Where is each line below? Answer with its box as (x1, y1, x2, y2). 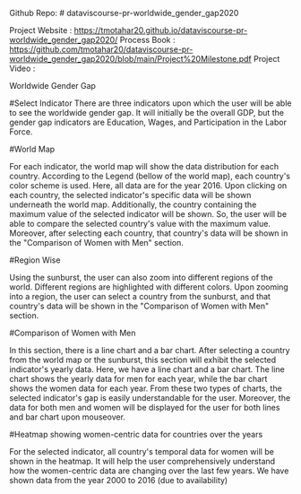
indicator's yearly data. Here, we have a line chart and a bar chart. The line (9, 364, 285, 375)
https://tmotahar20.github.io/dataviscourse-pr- (73, 25, 248, 35)
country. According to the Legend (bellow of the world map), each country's (9, 170, 291, 181)
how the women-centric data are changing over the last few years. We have (9, 465, 289, 476)
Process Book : (119, 35, 176, 45)
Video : (9, 63, 36, 74)
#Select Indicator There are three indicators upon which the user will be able (9, 98, 292, 108)
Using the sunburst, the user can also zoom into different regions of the (9, 273, 273, 282)
